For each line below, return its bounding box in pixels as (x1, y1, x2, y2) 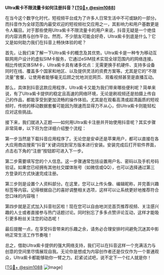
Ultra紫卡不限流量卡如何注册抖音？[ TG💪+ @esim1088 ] (5, 5, 116, 10)
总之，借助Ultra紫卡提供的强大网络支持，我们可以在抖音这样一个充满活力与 (5, 242, 156, 248)
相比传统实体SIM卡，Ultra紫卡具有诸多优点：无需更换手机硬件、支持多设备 (5, 62, 155, 68)
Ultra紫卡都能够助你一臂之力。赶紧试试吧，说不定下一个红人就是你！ (13, 255, 152, 260)
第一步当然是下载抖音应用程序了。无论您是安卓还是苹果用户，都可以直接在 (5, 136, 155, 141)
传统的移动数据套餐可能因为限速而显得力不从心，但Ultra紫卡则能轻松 (18, 103, 156, 109)
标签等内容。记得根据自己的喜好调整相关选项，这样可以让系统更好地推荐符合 (5, 187, 159, 193)
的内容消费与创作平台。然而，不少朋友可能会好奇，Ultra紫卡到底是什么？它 (5, 34, 156, 39)
